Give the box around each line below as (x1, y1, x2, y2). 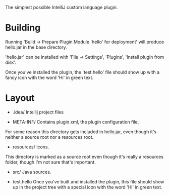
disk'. (5, 59, 17, 65)
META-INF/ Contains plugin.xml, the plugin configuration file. (12, 119, 139, 125)
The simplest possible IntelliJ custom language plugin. (5, 5, 118, 10)
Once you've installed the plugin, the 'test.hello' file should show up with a (5, 69, 160, 75)
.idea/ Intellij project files (12, 109, 64, 115)
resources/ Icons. (12, 144, 49, 150)
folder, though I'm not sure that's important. (5, 159, 96, 165)
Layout (5, 92, 35, 104)
